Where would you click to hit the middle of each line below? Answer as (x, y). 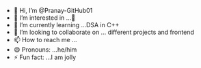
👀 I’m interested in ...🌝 (44, 18)
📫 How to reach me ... (45, 40)
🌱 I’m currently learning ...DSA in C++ (66, 25)
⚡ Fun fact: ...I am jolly (45, 57)
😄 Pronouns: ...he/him (45, 50)
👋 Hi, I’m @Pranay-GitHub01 (53, 11)
